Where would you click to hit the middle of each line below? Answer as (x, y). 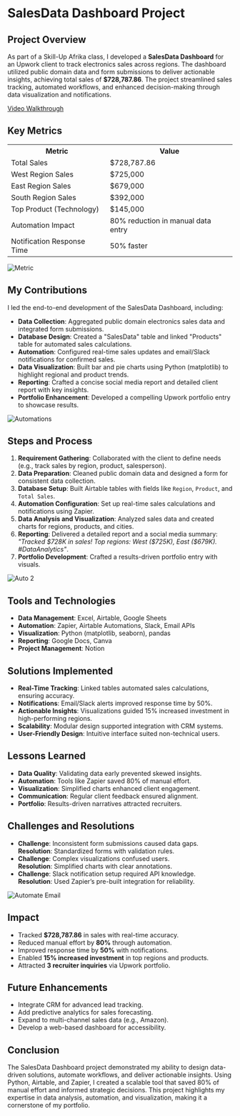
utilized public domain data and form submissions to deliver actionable (111, 72)
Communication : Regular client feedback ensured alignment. (108, 796)
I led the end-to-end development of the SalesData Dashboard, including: (115, 307)
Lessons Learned (46, 756)
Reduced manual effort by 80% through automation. (95, 942)
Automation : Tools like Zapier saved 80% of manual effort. (104, 781)
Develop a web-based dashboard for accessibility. (92, 1027)
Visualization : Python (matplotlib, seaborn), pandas (94, 633)
